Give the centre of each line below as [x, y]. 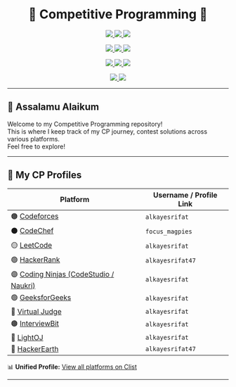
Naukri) [23, 286]
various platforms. [33, 139]
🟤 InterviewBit [35, 323]
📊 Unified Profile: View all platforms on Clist [72, 367]
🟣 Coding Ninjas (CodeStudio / [63, 274]
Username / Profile [185, 195]
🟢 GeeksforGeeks [41, 297]
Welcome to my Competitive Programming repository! [85, 124]
